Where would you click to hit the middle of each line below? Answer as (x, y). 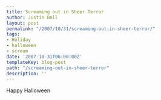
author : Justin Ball (32, 17)
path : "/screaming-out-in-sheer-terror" (58, 68)
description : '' (27, 73)
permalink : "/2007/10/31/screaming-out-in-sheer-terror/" (81, 29)
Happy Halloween (28, 90)
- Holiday (19, 40)
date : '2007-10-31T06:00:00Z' (44, 57)
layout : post (23, 23)
